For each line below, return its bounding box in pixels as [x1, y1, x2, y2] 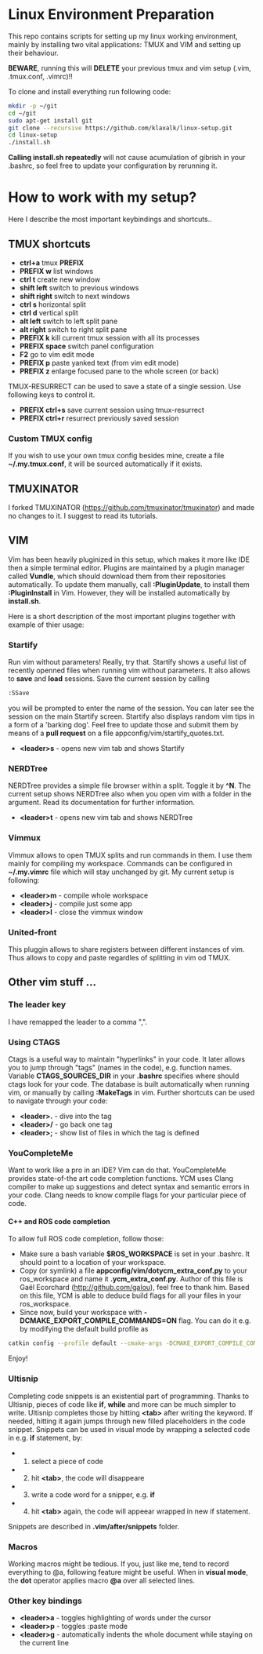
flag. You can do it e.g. [178, 1316, 252, 1325]
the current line [19, 1638, 69, 1648]
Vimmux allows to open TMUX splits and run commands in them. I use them [8, 850, 253, 860]
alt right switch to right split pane [19, 324, 128, 334]
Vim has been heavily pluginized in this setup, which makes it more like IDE [8, 555, 250, 564]
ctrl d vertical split [19, 308, 78, 317]
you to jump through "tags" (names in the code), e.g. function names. [8, 1062, 232, 1072]
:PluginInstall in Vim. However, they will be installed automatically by [8, 588, 231, 597]
